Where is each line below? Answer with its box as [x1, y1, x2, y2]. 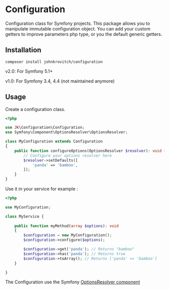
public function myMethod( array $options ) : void [14, 223, 119, 229]
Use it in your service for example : [5, 186, 78, 192]
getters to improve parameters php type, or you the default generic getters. [5, 31, 162, 37]
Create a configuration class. [5, 106, 66, 112]
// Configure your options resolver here [23, 153, 112, 158]
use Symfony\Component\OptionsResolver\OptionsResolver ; [5, 130, 128, 135]
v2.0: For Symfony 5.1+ [5, 68, 53, 74]
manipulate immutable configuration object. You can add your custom [5, 25, 151, 31]
